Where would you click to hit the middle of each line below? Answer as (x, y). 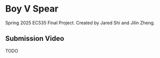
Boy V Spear (32, 9)
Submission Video (35, 39)
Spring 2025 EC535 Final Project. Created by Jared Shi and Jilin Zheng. (80, 23)
